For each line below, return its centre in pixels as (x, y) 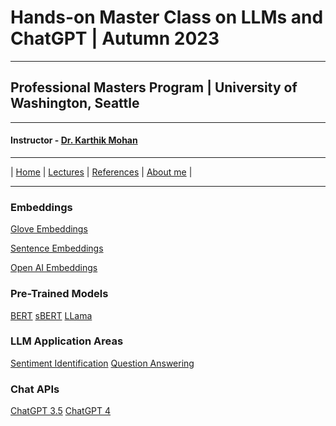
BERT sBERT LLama (51, 315)
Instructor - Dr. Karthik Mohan (74, 140)
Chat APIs (35, 389)
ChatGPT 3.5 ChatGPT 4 (61, 411)
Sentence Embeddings (57, 248)
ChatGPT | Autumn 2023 (115, 38)
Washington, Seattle (75, 103)
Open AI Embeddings (54, 268)
